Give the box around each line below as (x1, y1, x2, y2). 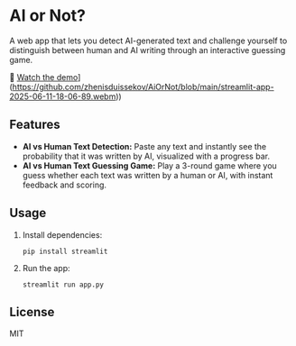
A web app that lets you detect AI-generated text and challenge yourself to (9, 35, 288, 46)
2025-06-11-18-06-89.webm (9, 91, 116, 102)
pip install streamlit (22, 247, 108, 256)
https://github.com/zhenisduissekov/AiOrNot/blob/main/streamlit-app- (12, 81, 274, 92)
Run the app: (22, 262, 70, 273)
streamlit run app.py (22, 280, 104, 289)
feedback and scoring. (22, 179, 106, 190)
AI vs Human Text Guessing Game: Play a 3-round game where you (22, 159, 277, 171)
